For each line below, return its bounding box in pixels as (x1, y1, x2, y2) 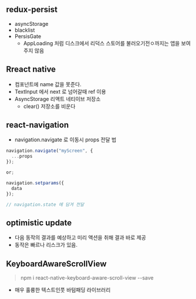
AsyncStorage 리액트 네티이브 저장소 (14, 95, 101, 102)
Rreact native (6, 64, 56, 74)
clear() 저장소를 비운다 (23, 103, 76, 110)
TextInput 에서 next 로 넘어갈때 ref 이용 (14, 88, 107, 95)
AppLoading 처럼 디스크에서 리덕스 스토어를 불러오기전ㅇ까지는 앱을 (23, 39, 180, 46)
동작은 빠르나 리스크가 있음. (14, 242, 78, 249)
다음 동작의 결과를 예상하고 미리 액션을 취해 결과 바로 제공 (14, 234, 147, 241)
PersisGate (14, 32, 42, 40)
